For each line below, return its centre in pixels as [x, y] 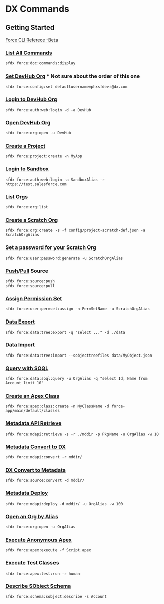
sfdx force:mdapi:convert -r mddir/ [44, 457]
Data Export [20, 322]
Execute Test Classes [32, 563]
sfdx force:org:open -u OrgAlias [40, 527]
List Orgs [17, 197]
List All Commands [29, 53]
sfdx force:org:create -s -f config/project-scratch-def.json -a [75, 230]
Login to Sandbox [27, 169]
